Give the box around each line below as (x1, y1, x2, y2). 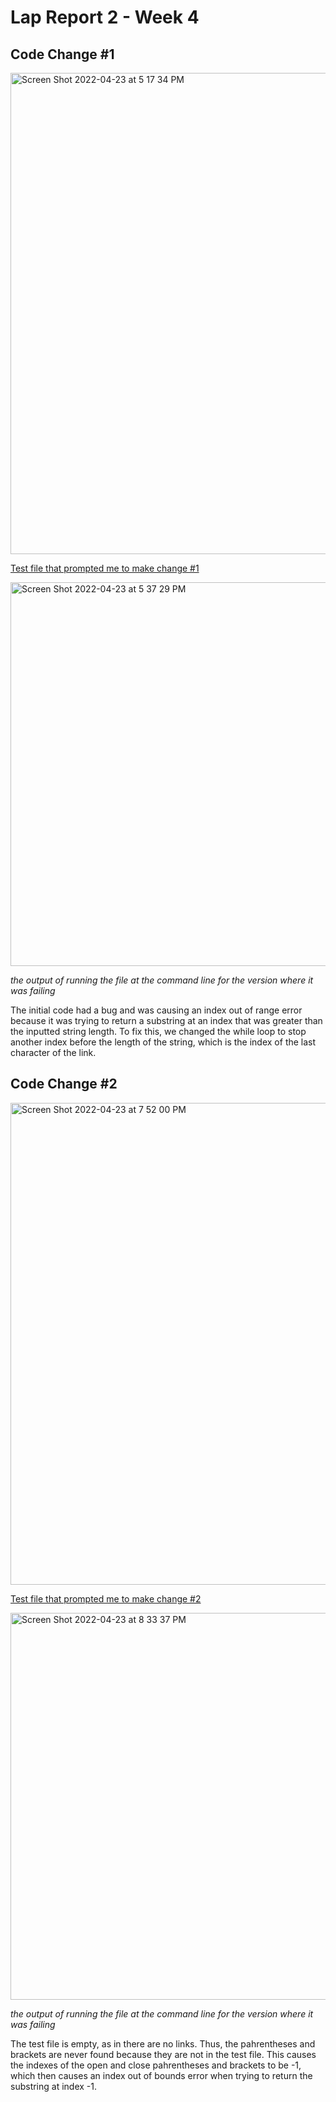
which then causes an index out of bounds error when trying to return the (10, 2069, 313, 2081)
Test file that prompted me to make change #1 (10, 562, 200, 574)
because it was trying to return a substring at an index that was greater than (10, 1015, 323, 1026)
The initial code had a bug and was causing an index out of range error (10, 1004, 303, 1016)
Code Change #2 (10, 1076, 118, 1093)
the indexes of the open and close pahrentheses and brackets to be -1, (10, 2059, 302, 2071)
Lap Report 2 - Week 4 (10, 6, 200, 29)
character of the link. (10, 1047, 97, 1058)
